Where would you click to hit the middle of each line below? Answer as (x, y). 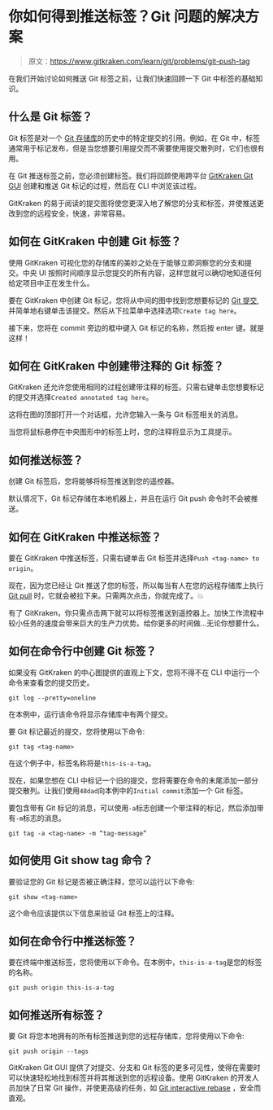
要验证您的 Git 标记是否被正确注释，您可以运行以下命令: (102, 881)
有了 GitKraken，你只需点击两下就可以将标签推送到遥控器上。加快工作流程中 (136, 613)
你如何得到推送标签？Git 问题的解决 (127, 17)
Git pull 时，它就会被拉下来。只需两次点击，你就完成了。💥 (106, 596)
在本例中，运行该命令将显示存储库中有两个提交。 (90, 714)
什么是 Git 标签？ (51, 117)
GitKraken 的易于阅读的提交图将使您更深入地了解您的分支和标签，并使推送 (133, 203)
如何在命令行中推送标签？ (72, 941)
